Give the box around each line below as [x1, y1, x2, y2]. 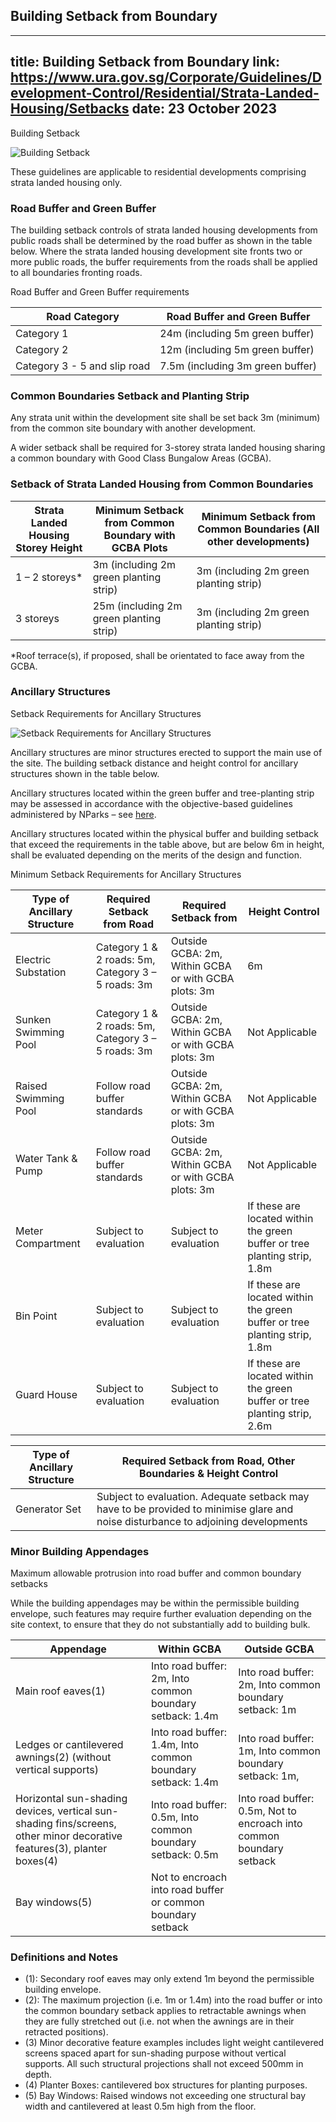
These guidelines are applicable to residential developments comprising [10, 165, 307, 178]
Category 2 [15, 342, 69, 356]
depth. [24, 2069, 52, 2081]
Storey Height [15, 540, 83, 554]
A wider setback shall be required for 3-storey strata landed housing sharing [10, 442, 326, 454]
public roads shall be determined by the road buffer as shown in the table [10, 234, 313, 246]
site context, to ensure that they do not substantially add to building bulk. [10, 1619, 311, 1631]
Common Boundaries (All [197, 522, 320, 536]
